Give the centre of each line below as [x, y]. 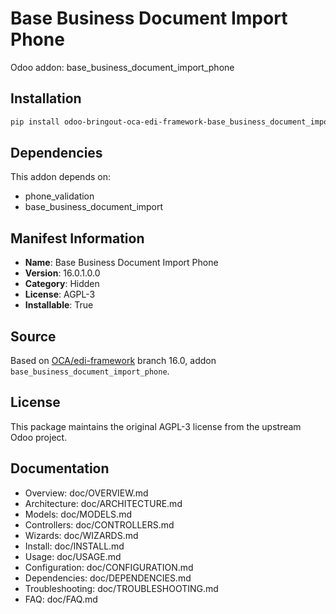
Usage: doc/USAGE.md [73, 556]
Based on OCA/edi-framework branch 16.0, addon [113, 361]
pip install [35, 122]
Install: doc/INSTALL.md [74, 546]
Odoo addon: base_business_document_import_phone [122, 67]
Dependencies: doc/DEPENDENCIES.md [108, 578]
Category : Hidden [62, 284]
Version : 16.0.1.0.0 [62, 273]
